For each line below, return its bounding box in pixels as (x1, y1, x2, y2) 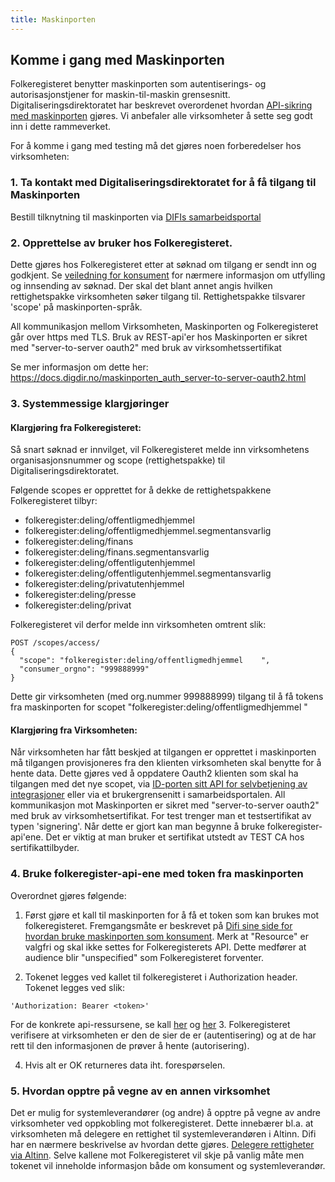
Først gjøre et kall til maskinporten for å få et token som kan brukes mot (24, 909, 320, 921)
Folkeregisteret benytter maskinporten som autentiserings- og (10, 78, 267, 90)
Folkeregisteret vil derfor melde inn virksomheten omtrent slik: (10, 619, 267, 631)
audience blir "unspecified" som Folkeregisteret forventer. (24, 951, 264, 963)
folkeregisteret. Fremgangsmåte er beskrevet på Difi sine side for (24, 919, 293, 931)
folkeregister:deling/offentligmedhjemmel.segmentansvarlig (24, 525, 272, 537)
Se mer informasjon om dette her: (10, 361, 149, 373)
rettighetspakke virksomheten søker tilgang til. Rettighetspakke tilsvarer (10, 291, 306, 303)
